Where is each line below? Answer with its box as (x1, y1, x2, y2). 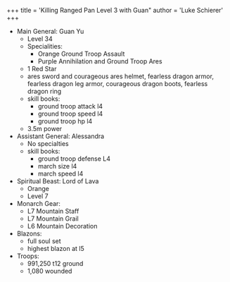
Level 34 (27, 35, 53, 43)
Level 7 (27, 192, 49, 200)
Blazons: (16, 229, 42, 238)
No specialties (27, 140, 69, 147)
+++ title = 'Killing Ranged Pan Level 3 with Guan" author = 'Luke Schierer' (6, 6, 224, 14)
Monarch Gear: (16, 200, 61, 207)
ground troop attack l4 (37, 102, 103, 110)
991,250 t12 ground (27, 259, 84, 267)
